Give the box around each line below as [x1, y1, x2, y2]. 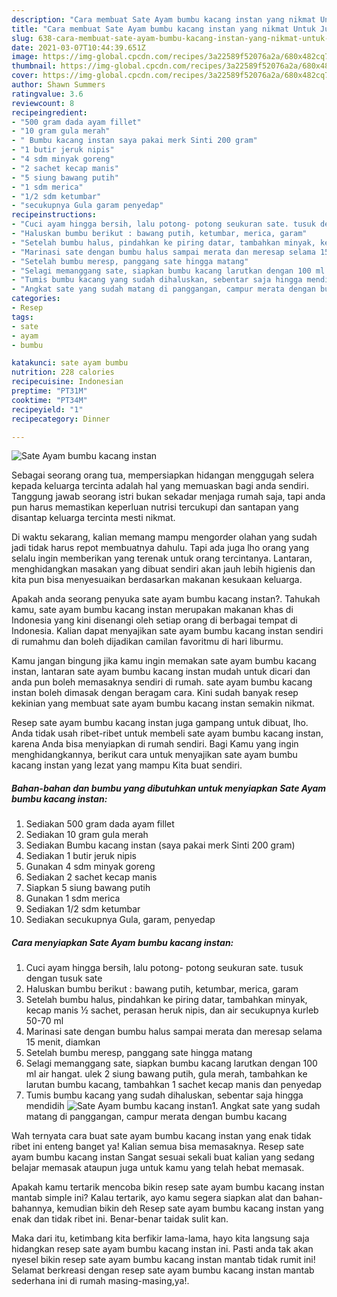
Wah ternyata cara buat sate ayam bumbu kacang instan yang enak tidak [11, 1130, 312, 1142]
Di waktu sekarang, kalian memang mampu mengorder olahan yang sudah [11, 531, 318, 543]
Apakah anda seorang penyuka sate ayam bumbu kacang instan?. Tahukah [11, 593, 321, 605]
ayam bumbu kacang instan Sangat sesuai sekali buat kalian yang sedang [11, 1151, 315, 1163]
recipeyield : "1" [11, 404, 84, 415]
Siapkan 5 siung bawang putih [25, 882, 151, 894]
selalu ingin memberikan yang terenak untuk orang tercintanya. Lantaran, [11, 552, 313, 565]
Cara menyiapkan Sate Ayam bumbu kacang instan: [11, 936, 234, 948]
